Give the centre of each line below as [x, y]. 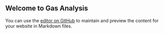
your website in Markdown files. [39, 26]
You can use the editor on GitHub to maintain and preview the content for [82, 20]
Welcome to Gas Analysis [47, 8]
